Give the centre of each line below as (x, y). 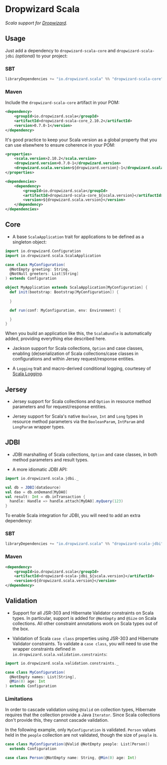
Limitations (19, 699)
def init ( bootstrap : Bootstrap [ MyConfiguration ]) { (64, 292)
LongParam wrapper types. (39, 427)
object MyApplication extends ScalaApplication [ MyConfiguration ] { (77, 288)
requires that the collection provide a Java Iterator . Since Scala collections (83, 715)
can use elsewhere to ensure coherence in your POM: (60, 145)
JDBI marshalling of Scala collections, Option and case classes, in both (85, 454)
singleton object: (30, 242)
